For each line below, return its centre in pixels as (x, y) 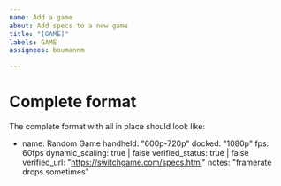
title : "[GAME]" (39, 34)
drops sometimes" (56, 172)
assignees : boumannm (47, 50)
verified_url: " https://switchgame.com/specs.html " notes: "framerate (147, 163)
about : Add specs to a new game (68, 26)
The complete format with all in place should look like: (107, 127)
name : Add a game (41, 17)
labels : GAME (33, 42)
